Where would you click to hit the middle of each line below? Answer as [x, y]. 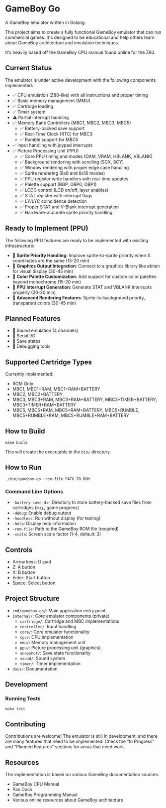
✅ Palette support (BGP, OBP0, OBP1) [58, 184]
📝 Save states [26, 341]
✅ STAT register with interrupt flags [56, 195]
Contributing [25, 724]
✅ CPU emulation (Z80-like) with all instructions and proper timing [80, 95]
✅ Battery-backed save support [52, 128]
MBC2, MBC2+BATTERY [38, 395]
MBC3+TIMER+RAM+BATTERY [44, 405]
